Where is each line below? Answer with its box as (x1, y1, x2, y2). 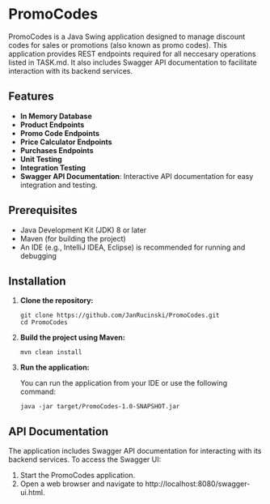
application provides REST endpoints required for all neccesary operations (8, 49, 256, 58)
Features (8, 90, 54, 104)
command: (19, 387, 57, 397)
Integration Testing (19, 163, 86, 173)
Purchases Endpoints (19, 145, 95, 155)
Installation (8, 274, 66, 288)
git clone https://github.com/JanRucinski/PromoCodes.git (19, 311, 220, 320)
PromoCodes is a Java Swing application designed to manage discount (8, 32, 246, 41)
